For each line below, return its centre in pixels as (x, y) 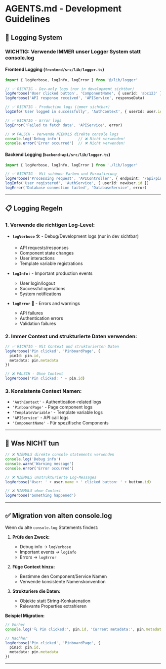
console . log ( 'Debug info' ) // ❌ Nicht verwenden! (65, 139)
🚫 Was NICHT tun (32, 443)
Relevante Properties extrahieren (53, 606)
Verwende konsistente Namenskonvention (63, 581)
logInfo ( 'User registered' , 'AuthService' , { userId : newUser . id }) (77, 183)
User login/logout (37, 283)
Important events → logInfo (48, 552)
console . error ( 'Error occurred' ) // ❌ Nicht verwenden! (65, 143)
